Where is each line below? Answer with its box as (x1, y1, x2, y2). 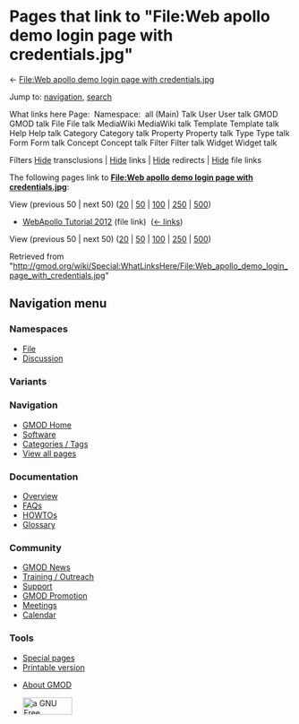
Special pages (21, 652, 75, 663)
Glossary (21, 520, 56, 530)
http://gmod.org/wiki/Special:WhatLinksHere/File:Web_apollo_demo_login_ (13, 260, 288, 271)
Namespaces (9, 323, 69, 335)
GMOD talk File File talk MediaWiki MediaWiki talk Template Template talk (9, 118, 279, 129)
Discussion (21, 352, 64, 364)
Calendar (21, 609, 56, 620)
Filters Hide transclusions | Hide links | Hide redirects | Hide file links (9, 154, 262, 165)
